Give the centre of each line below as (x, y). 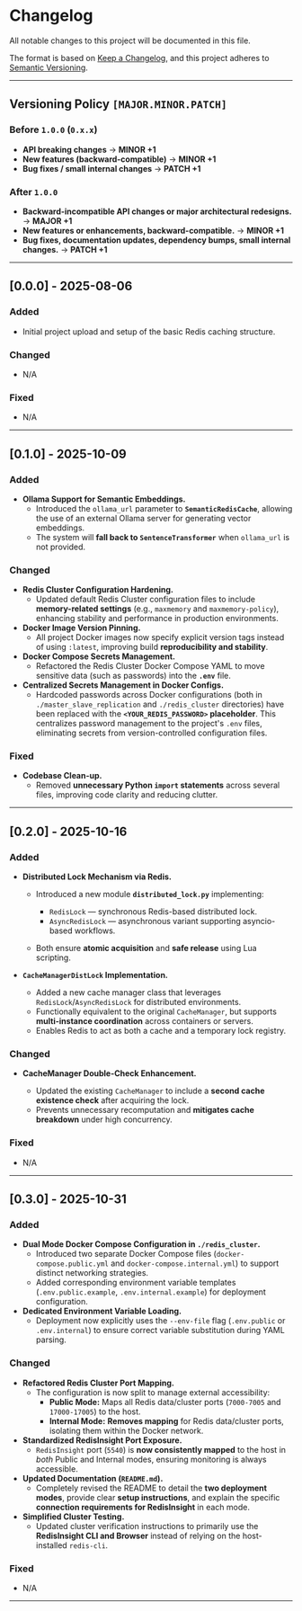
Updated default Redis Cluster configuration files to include (146, 600)
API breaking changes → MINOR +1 (89, 149)
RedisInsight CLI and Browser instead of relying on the (138, 1535)
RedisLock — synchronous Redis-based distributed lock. (153, 912)
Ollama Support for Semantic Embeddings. (104, 499)
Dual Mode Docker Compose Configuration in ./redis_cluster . (141, 1244)
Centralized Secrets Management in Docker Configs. (123, 685)
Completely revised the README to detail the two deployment (151, 1488)
